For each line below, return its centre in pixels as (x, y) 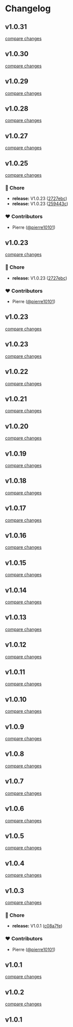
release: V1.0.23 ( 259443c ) (40, 204)
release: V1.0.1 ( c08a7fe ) (37, 926)
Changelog (28, 9)
